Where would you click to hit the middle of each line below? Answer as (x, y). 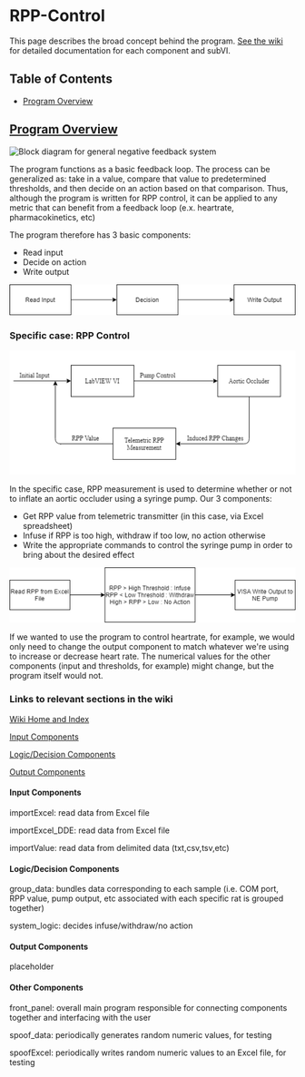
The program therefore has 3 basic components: (100, 235)
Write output (46, 271)
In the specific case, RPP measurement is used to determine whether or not (151, 489)
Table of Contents (61, 79)
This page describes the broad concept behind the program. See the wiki (146, 41)
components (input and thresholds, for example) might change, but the (142, 666)
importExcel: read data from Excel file (79, 812)
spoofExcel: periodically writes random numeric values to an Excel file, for (148, 1053)
